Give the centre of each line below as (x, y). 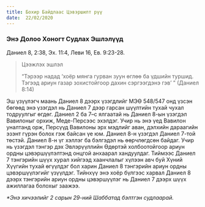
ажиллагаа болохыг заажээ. (43, 186)
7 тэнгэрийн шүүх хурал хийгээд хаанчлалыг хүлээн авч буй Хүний (95, 159)
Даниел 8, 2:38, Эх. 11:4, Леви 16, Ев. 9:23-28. (66, 52)
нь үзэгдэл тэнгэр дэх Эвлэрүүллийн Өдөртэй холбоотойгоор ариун (95, 146)
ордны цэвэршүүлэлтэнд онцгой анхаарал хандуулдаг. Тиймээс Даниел (101, 153)
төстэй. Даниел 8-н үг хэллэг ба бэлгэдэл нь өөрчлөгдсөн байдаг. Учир (100, 140)
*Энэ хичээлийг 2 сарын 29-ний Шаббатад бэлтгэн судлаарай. (90, 197)
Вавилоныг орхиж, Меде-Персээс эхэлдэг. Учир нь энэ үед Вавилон (96, 121)
